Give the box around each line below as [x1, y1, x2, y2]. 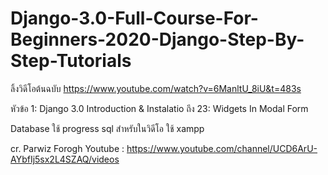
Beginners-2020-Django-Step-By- [10, 28, 305, 51]
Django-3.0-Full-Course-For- [10, 7, 259, 30]
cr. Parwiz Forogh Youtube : [10, 142, 125, 154]
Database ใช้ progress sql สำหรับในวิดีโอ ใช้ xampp [10, 122, 205, 134]
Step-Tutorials [10, 50, 132, 72]
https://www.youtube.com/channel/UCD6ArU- [126, 142, 318, 154]
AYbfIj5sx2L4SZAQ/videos [10, 153, 120, 165]
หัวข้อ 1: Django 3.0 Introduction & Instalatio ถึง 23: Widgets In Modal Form [10, 102, 309, 114]
